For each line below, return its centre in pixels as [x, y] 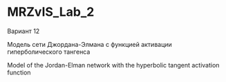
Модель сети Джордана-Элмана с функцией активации [90, 44]
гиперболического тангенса [49, 52]
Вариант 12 [23, 31]
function [19, 72]
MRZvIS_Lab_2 [51, 12]
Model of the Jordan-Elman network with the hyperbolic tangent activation [113, 65]
